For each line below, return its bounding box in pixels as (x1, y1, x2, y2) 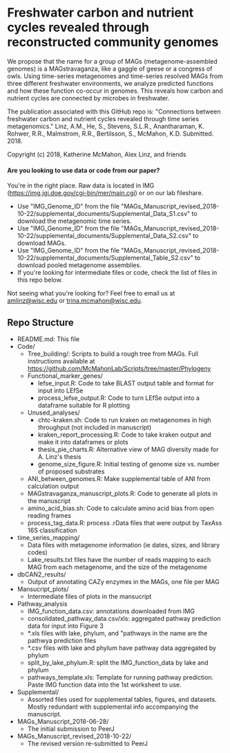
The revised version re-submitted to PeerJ (27, 739, 148, 747)
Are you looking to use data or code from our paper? (7, 166, 160, 174)
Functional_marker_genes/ (27, 372, 104, 380)
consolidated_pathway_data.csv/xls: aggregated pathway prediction (27, 614, 221, 622)
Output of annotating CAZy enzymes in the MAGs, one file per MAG (27, 577, 220, 586)
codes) (27, 548, 48, 556)
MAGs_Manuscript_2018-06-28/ (17, 717, 109, 725)
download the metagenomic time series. (17, 217, 132, 226)
